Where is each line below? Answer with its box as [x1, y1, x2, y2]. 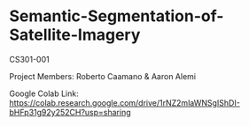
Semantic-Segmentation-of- [9, 6, 224, 26]
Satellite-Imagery [9, 25, 141, 45]
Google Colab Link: [9, 88, 79, 99]
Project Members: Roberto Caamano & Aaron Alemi [9, 70, 197, 81]
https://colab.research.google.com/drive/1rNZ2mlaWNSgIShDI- [9, 97, 241, 107]
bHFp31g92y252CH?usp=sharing [9, 107, 131, 117]
